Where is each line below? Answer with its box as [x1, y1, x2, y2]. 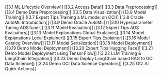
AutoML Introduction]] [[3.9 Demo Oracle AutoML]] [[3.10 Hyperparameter [5, 19, 154, 25]
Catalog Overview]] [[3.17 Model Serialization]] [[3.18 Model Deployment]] [5, 40, 153, 46]
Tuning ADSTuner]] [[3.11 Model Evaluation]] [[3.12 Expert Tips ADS [5, 25, 139, 30]
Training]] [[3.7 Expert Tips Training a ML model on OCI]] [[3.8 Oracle [5, 15, 144, 20]
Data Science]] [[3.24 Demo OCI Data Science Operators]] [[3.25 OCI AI [5, 61, 149, 66]
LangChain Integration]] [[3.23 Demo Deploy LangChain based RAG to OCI [5, 56, 154, 61]
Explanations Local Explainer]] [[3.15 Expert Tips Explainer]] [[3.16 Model [5, 35, 150, 41]
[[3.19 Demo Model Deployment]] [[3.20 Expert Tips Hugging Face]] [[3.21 [5, 46, 153, 51]
